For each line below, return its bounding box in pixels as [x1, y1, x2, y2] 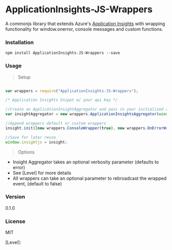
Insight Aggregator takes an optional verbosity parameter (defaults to [12, 159, 159, 165]
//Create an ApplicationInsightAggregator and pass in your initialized [5, 107, 164, 112]
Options [17, 149, 35, 155]
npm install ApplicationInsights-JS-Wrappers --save [5, 50, 120, 56]
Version [5, 193, 26, 200]
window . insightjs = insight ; [5, 139, 68, 144]
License [5, 218, 26, 225]
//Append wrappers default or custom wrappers [5, 121, 106, 126]
